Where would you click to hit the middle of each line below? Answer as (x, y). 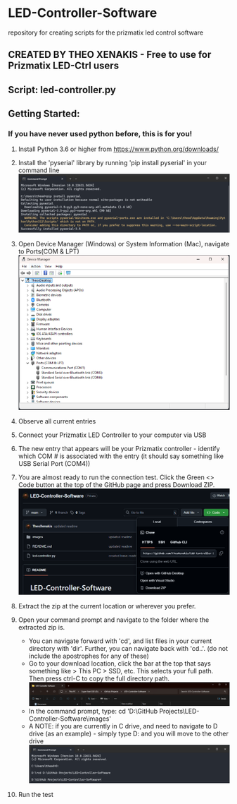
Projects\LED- (179, 711)
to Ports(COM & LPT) (49, 251)
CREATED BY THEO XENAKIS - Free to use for (110, 55)
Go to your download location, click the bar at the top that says (120, 664)
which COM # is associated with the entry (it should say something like (121, 456)
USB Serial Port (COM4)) (54, 464)
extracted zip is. (41, 628)
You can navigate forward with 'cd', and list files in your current (120, 641)
